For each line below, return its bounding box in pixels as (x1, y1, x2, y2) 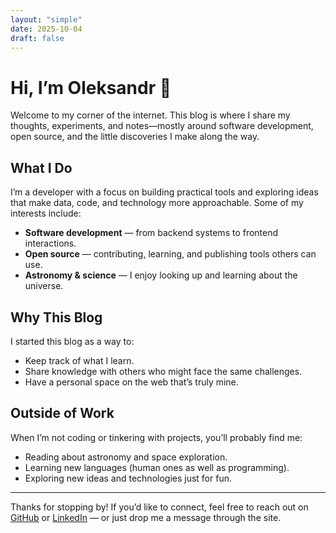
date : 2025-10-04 (10, 24, 83, 34)
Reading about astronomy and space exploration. (24, 451, 228, 463)
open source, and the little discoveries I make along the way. (10, 131, 260, 143)
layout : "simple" (10, 14, 83, 25)
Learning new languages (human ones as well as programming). (24, 461, 290, 473)
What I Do (10, 159, 73, 176)
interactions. (24, 237, 77, 250)
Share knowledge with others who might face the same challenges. (24, 365, 303, 377)
